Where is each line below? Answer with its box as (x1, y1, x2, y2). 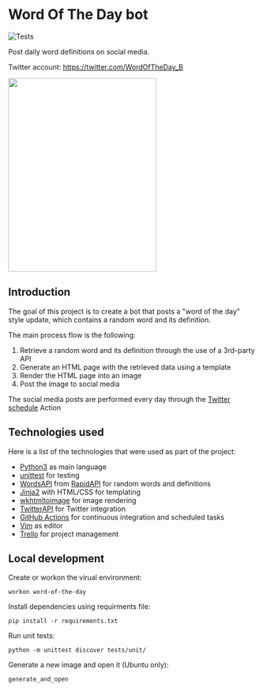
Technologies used (8, 426, 104, 439)
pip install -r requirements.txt (8, 618, 118, 625)
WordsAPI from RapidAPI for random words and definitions (19, 479, 212, 488)
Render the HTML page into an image (19, 370, 142, 380)
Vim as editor (19, 520, 63, 530)
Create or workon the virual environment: (8, 573, 142, 582)
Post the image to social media (19, 379, 120, 389)
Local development (8, 551, 105, 565)
